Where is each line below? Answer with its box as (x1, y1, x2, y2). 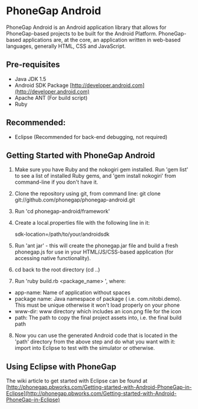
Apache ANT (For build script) (14, 94, 88, 101)
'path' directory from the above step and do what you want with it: (14, 338, 176, 345)
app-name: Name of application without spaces (14, 289, 131, 296)
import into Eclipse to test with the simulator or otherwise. (14, 345, 155, 352)
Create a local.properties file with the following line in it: (14, 219, 150, 226)
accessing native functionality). (14, 255, 91, 262)
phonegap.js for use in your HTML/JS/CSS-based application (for (14, 248, 174, 255)
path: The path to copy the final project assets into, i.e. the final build (14, 314, 182, 322)
